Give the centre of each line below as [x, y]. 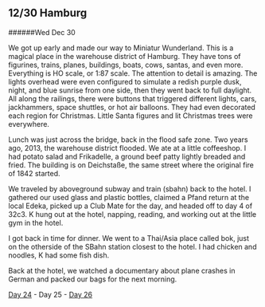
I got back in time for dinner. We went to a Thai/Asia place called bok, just [129, 238]
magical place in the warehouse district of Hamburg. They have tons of [125, 56]
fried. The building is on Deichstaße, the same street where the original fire [131, 165]
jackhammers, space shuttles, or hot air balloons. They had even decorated [132, 107]
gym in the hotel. [36, 222]
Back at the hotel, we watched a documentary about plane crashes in [122, 270]
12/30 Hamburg [48, 13]
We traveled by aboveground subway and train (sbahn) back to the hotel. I [130, 189]
